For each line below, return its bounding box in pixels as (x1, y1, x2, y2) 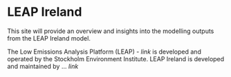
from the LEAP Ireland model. (7, 34, 91, 42)
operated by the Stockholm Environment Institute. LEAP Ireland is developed (7, 54, 225, 63)
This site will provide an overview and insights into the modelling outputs (7, 27, 214, 35)
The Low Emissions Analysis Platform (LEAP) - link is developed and (7, 47, 202, 56)
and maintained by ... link (7, 62, 79, 70)
